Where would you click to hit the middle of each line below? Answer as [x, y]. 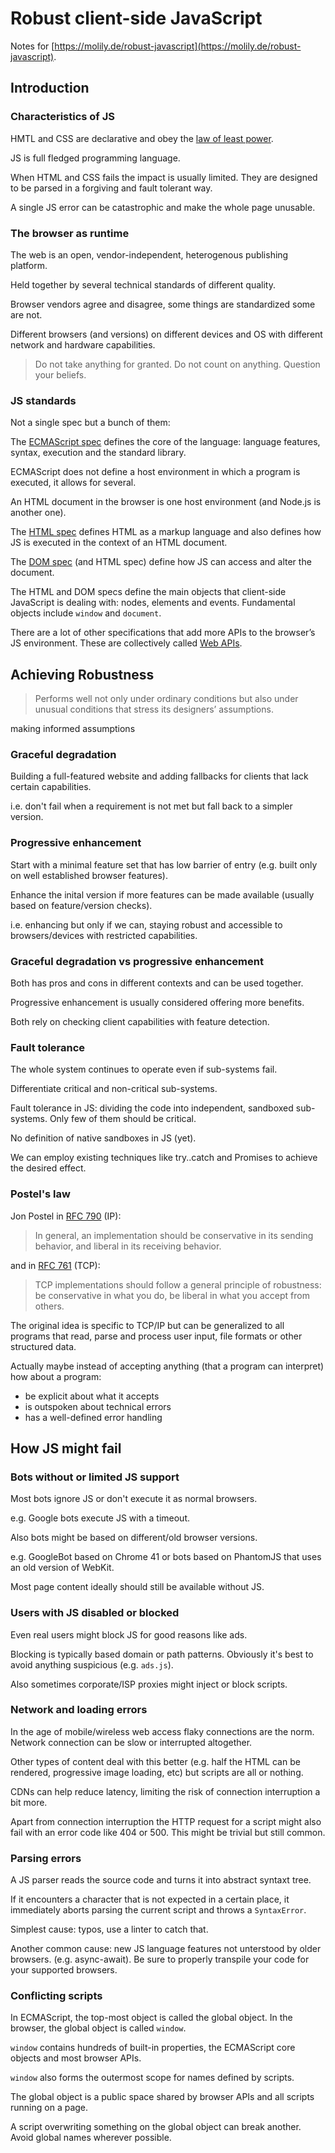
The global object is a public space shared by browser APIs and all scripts [162, 2097]
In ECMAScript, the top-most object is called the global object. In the [151, 2018]
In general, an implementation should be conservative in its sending [174, 1235]
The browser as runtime [70, 233]
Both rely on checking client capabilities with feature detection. [140, 1021]
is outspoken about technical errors [98, 1406]
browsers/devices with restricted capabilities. [104, 935]
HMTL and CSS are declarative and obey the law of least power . [142, 138]
